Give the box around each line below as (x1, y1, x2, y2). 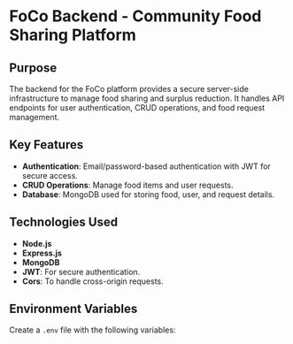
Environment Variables (9, 302, 138, 317)
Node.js (21, 238, 52, 248)
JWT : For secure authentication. (21, 266, 141, 277)
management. (9, 112, 60, 122)
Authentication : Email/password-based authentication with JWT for (21, 161, 272, 172)
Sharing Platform (9, 25, 137, 45)
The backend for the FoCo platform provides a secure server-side (9, 84, 250, 94)
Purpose (9, 60, 58, 75)
